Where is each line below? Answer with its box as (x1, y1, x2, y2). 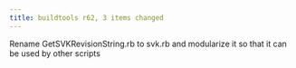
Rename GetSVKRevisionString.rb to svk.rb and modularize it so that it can (9, 38, 288, 49)
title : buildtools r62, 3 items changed (9, 13, 165, 23)
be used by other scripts (9, 47, 101, 59)
